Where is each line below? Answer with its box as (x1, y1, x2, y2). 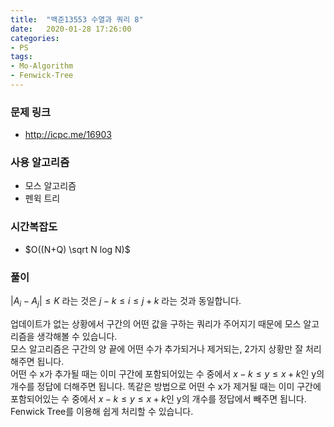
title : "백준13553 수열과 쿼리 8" (10, 14, 144, 25)
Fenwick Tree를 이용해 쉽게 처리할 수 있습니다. (10, 405, 194, 417)
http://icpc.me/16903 (24, 129, 112, 141)
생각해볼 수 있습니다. (36, 330, 118, 342)
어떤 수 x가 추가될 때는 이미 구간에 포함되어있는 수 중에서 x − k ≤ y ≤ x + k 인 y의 (10, 367, 325, 380)
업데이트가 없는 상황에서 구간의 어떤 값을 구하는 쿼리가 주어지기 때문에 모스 (10, 317, 302, 330)
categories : (10, 33, 60, 43)
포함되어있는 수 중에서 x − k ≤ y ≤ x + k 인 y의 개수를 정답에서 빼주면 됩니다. (10, 392, 307, 405)
